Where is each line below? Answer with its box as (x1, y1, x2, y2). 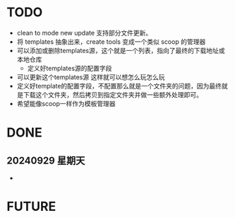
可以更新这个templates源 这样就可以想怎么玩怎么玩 (16, 72, 165, 81)
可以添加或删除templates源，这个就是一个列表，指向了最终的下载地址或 (16, 46, 225, 54)
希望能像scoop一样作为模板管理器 (16, 99, 116, 108)
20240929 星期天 (6, 154, 85, 166)
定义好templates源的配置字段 (27, 64, 112, 72)
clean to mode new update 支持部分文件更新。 (16, 28, 152, 37)
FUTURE (6, 199, 56, 214)
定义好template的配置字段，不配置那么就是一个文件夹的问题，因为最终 (16, 81, 222, 90)
